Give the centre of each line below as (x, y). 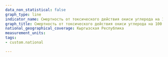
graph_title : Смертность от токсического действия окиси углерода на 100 (84, 24)
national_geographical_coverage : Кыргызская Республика (64, 28)
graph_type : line (23, 14)
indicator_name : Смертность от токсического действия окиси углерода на (82, 19)
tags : (11, 38)
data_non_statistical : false (35, 10)
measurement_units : (25, 33)
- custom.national (24, 42)
